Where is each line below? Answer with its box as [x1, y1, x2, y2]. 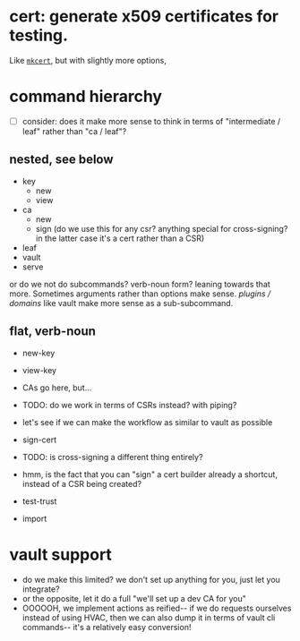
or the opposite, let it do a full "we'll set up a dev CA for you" [21, 593, 246, 603]
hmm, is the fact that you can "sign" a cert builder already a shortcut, [21, 468, 278, 480]
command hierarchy [9, 87, 163, 107]
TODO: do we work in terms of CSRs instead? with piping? [21, 399, 237, 410]
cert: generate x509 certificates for [9, 6, 279, 27]
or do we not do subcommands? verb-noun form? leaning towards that [9, 278, 270, 289]
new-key [21, 347, 56, 358]
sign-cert [21, 434, 57, 445]
